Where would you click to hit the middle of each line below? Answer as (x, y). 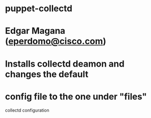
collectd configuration (27, 110)
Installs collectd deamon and (65, 64)
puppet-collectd (39, 9)
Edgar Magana (35, 31)
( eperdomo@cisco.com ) (56, 41)
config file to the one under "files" (76, 96)
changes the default (47, 74)
